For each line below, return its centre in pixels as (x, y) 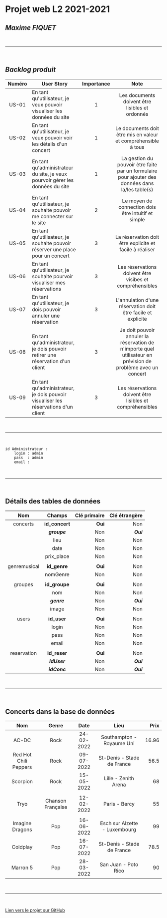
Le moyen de (137, 201)
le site (39, 222)
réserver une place (54, 249)
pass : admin (29, 458)
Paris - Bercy (119, 804)
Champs (57, 515)
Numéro (17, 83)
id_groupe (57, 584)
